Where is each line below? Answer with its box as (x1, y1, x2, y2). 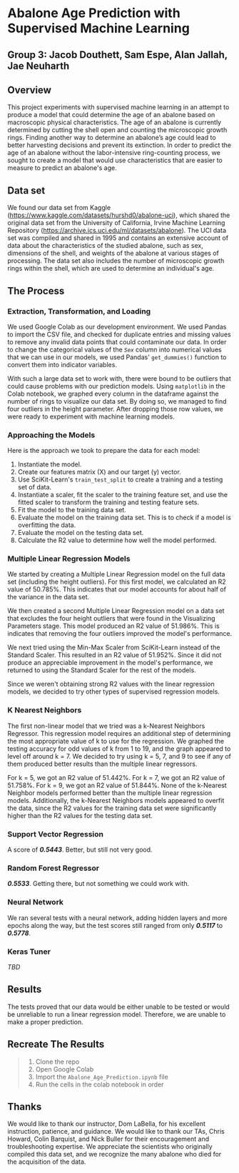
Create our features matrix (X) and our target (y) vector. (17, 468, 182, 476)
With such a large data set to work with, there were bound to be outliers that (7, 374, 231, 383)
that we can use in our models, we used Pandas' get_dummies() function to (7, 352, 227, 361)
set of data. (17, 483, 52, 491)
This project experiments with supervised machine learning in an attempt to (7, 103, 230, 111)
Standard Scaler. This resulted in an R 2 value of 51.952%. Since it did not (7, 651, 222, 659)
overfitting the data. (17, 521, 76, 529)
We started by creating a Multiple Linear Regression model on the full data (7, 570, 225, 579)
